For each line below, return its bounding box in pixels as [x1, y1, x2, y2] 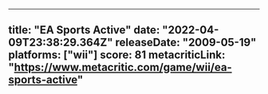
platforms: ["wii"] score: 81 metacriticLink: [8, 49, 226, 62]
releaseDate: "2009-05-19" [115, 36, 257, 49]
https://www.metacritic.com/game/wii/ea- [14, 61, 233, 74]
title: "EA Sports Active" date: [8, 23, 160, 37]
